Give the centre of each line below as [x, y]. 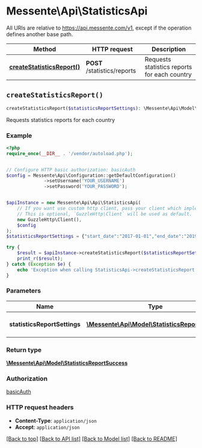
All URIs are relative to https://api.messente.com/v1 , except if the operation [99, 28]
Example [19, 135]
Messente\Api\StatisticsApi [77, 11]
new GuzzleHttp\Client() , [50, 219]
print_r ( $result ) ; [40, 259]
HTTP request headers [40, 408]
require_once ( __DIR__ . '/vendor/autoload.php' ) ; [70, 153]
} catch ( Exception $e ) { [38, 264]
